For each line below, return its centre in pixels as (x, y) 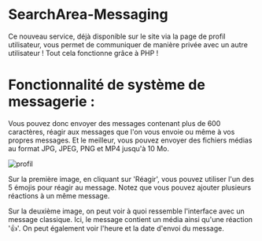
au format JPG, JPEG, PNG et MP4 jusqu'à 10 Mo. (89, 148)
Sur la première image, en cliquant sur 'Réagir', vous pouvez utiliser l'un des (131, 179)
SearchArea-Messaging (88, 15)
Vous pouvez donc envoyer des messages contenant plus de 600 (114, 123)
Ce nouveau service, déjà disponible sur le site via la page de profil (117, 36)
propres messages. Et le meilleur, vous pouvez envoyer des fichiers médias (130, 140)
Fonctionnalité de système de (107, 85)
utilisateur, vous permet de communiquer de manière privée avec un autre (128, 44)
